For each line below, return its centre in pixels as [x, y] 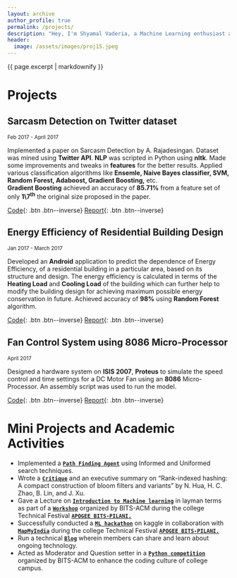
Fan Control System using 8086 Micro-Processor [117, 342]
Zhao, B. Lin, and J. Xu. [51, 493]
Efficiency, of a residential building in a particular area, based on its [105, 269]
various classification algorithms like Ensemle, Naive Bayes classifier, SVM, [118, 173]
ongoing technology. [47, 546]
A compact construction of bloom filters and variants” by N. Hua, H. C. [120, 486]
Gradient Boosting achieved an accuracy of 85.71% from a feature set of [114, 188]
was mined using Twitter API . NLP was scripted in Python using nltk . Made [117, 158]
